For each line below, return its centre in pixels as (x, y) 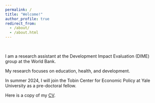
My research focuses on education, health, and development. (68, 71)
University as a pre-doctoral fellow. (41, 86)
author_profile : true (27, 19)
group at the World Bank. (31, 61)
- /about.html (24, 33)
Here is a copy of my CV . (30, 95)
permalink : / (19, 10)
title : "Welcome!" (24, 14)
